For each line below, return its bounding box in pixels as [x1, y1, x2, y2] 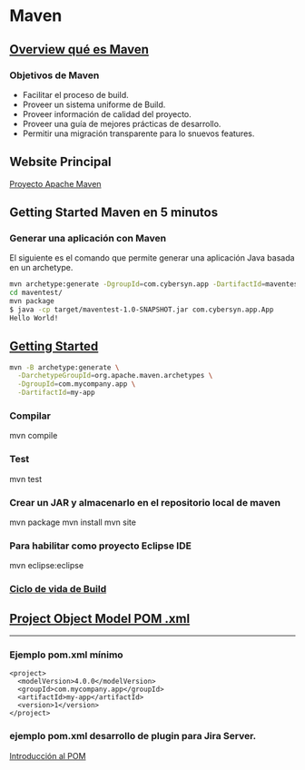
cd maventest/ [9, 288, 64, 298]
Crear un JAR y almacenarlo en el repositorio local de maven [9, 496, 281, 508]
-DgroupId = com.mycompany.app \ [17, 380, 136, 389]
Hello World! [9, 313, 59, 322]
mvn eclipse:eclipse [9, 560, 84, 571]
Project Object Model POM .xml [9, 610, 191, 627]
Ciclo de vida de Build [9, 583, 107, 596]
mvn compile [9, 430, 58, 441]
